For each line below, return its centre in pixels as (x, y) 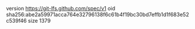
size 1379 (39, 21)
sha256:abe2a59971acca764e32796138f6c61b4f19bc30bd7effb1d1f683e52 (97, 14)
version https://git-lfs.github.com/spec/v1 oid (61, 8)
